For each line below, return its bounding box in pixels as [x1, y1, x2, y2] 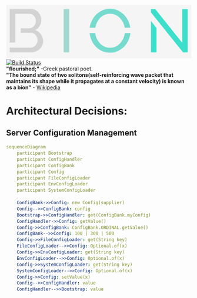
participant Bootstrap [16, 150, 72, 157]
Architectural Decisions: [6, 104, 128, 118]
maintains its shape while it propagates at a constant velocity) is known [6, 78, 185, 85]
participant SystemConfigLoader [16, 187, 96, 194]
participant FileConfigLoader [16, 175, 91, 181]
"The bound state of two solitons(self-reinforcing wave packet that [6, 72, 173, 79]
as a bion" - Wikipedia [6, 84, 61, 91]
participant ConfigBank [16, 162, 75, 168]
